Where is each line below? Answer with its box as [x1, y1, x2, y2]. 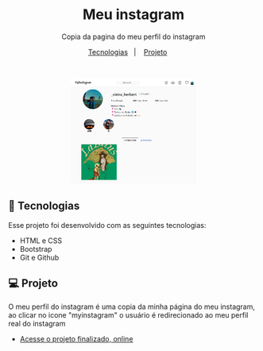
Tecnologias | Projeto [87, 47, 168, 56]
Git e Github [19, 253, 60, 262]
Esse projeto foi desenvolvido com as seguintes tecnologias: [8, 220, 207, 229]
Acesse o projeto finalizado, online [19, 334, 133, 343]
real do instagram [8, 318, 66, 328]
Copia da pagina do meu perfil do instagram [61, 32, 206, 41]
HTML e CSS [19, 236, 63, 245]
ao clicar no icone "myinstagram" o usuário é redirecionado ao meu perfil [8, 310, 249, 319]
